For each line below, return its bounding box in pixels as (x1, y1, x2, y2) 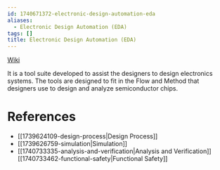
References (7, 109, 76, 125)
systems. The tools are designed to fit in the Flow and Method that (7, 77, 200, 85)
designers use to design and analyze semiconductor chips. (7, 84, 179, 93)
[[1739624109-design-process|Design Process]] (17, 132, 158, 140)
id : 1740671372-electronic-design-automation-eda (7, 10, 156, 18)
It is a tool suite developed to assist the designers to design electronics (7, 70, 213, 78)
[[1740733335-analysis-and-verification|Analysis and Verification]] (17, 147, 212, 155)
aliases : (7, 17, 33, 24)
